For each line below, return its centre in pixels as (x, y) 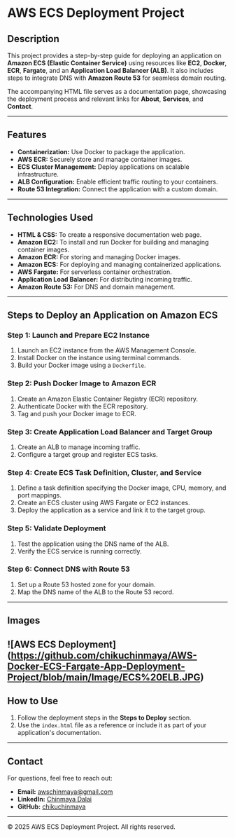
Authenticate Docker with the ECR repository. (83, 406)
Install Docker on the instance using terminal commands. (99, 358)
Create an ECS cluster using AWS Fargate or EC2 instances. (104, 503)
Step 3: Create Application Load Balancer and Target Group (110, 432)
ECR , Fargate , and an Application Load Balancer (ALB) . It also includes (111, 70)
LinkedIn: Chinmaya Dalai (55, 799)
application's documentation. (59, 733)
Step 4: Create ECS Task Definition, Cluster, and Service (104, 472)
